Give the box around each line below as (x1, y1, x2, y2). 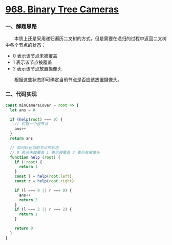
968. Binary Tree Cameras (5, 4, 119, 15)
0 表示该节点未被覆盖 (12, 53, 58, 59)
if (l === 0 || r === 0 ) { (14, 187, 72, 193)
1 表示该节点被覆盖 (12, 59, 52, 65)
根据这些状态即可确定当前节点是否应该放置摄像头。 (14, 77, 122, 83)
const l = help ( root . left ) (14, 174, 72, 179)
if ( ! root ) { (14, 159, 42, 165)
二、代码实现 (5, 91, 37, 98)
